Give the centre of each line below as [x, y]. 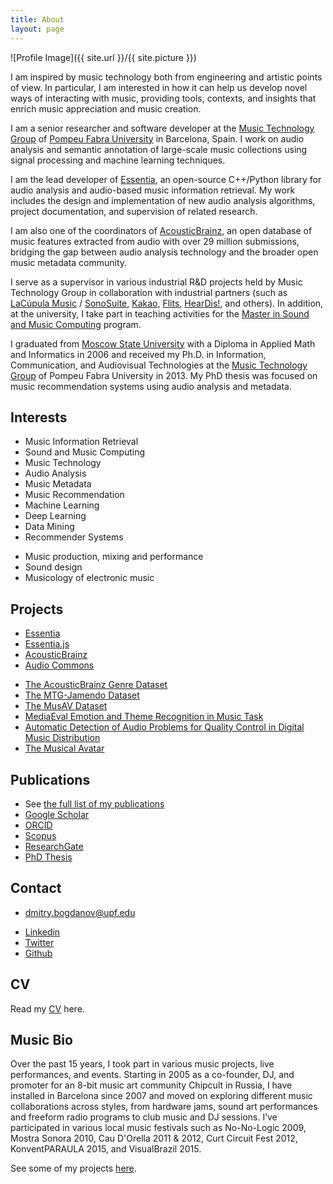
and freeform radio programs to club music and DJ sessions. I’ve [144, 1117]
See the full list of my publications [94, 803]
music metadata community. [69, 262]
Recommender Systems [74, 537]
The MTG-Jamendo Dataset [82, 695]
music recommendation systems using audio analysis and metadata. [151, 386]
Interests [39, 417]
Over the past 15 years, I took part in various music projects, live [142, 1064]
